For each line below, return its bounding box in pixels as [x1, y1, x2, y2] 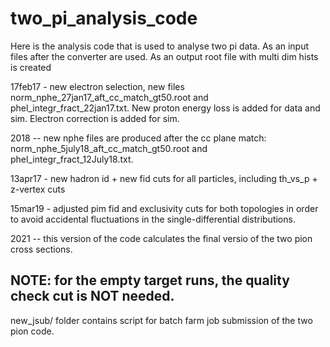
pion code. [10, 325, 55, 337]
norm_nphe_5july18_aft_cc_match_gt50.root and [10, 142, 208, 154]
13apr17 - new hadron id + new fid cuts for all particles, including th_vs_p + [10, 172, 318, 184]
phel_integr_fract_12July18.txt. [10, 153, 134, 165]
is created [10, 61, 52, 73]
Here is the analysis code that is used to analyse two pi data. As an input [10, 40, 310, 52]
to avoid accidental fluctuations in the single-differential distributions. [10, 213, 296, 225]
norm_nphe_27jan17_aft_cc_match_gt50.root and [10, 91, 209, 103]
